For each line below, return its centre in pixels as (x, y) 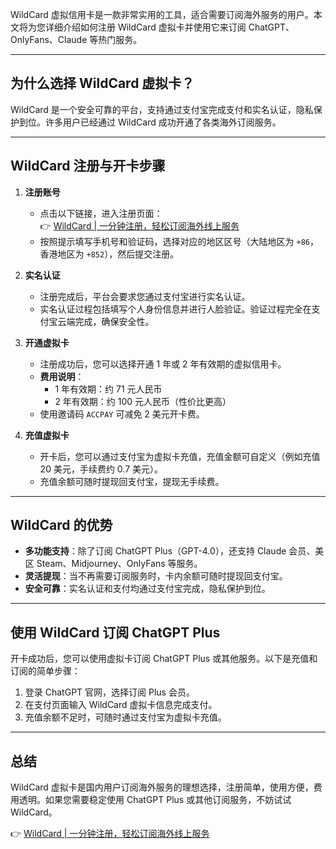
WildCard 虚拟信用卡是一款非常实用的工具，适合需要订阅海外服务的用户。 (162, 14)
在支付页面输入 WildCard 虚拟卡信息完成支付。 (121, 705)
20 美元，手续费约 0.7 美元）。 (101, 469)
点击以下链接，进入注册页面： (101, 213)
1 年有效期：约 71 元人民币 (108, 389)
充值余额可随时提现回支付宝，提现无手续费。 (132, 481)
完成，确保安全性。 (114, 321)
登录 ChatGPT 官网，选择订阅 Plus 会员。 (109, 692)
